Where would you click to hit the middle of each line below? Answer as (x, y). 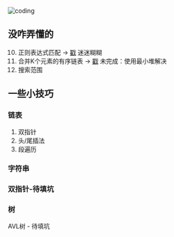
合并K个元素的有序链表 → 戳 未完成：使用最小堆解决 (92, 61)
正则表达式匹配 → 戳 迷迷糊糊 (60, 52)
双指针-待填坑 (31, 189)
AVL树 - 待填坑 (29, 226)
